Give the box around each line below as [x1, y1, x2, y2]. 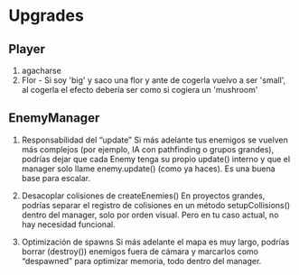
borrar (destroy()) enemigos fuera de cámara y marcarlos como [21, 245, 259, 257]
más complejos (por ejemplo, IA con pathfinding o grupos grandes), [21, 143, 275, 154]
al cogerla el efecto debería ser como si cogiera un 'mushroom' [21, 85, 258, 95]
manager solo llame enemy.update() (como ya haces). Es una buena [21, 163, 276, 174]
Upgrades [8, 5, 85, 26]
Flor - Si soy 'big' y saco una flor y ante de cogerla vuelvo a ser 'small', [21, 75, 286, 86]
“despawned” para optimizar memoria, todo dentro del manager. [21, 255, 262, 266]
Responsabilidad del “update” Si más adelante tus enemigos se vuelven [21, 134, 288, 145]
